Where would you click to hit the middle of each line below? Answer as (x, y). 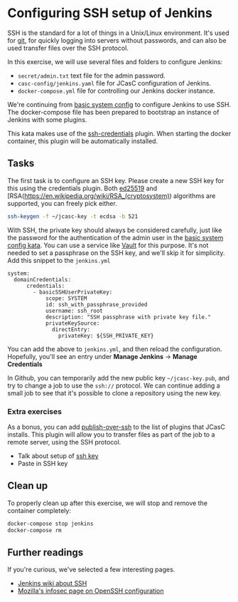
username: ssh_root (74, 311)
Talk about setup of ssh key (58, 456)
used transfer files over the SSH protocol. (68, 48)
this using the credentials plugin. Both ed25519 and (82, 188)
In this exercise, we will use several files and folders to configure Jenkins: (115, 61)
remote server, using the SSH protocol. (64, 442)
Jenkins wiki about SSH (52, 583)
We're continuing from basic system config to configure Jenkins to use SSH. (119, 104)
